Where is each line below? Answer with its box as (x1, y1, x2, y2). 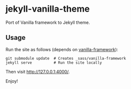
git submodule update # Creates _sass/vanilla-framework (5, 56, 126, 61)
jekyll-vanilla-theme (5, 3, 90, 15)
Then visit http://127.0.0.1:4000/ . (5, 69, 70, 74)
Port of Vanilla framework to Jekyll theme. (5, 19, 90, 25)
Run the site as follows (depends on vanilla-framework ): (5, 46, 118, 52)
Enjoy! (5, 78, 19, 84)
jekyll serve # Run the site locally (5, 60, 102, 65)
